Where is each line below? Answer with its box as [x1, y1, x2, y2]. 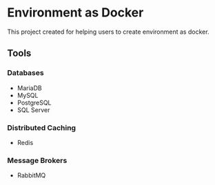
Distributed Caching [7, 122, 76, 132]
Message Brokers [7, 155, 68, 165]
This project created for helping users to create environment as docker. [7, 28, 209, 36]
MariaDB [17, 84, 43, 92]
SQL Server [17, 105, 50, 114]
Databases [7, 68, 44, 78]
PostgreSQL [17, 98, 52, 107]
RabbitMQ [17, 171, 46, 179]
